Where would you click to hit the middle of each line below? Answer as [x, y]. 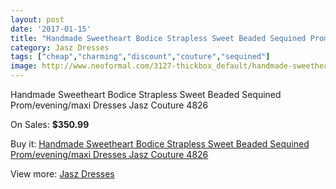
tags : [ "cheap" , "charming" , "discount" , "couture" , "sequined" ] [140, 57]
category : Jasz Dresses [60, 47]
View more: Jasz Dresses [62, 174]
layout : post [37, 19]
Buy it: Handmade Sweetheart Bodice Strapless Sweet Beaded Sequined [160, 144]
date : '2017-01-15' [51, 29]
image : [24, 66]
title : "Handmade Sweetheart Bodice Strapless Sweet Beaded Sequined [158, 38]
